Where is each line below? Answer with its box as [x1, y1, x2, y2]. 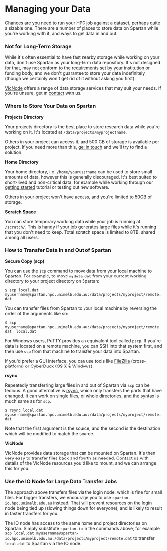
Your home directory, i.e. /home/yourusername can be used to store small [5, 168, 153, 175]
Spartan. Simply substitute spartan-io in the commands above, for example [5, 526, 160, 532]
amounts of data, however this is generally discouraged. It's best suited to [5, 174, 157, 180]
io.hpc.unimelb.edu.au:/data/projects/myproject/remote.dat [5, 536, 133, 541]
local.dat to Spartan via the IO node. [5, 541, 82, 547]
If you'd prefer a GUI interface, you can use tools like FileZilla [5, 358, 130, 364]
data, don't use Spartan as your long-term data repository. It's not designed [5, 60, 161, 66]
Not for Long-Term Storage [5, 43, 72, 50]
